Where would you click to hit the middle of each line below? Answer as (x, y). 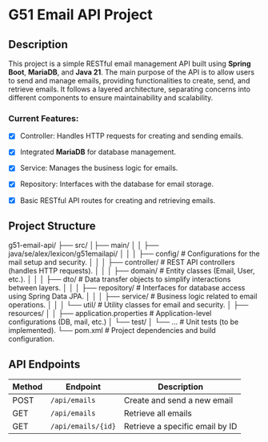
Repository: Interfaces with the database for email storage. (117, 184)
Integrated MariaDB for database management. (98, 152)
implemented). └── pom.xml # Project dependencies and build (112, 330)
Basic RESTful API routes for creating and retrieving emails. (118, 200)
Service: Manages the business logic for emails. (99, 168)
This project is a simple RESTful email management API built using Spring (130, 63)
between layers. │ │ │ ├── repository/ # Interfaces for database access (127, 288)
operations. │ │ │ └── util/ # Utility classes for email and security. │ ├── (128, 305)
